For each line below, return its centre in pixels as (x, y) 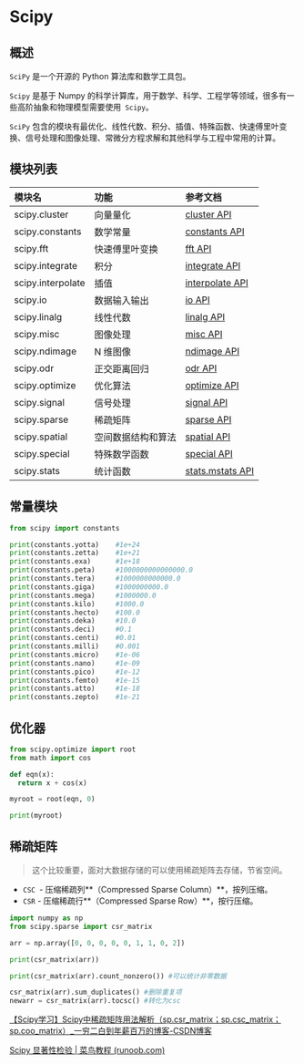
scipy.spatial (41, 437)
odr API (201, 368)
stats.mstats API (220, 470)
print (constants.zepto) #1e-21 (75, 697)
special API (209, 453)
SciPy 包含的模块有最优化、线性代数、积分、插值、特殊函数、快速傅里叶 (144, 126)
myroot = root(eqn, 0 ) (52, 800)
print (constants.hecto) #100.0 (75, 613)
